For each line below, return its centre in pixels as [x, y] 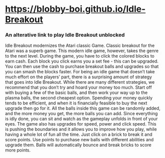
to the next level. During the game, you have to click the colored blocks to [80, 56]
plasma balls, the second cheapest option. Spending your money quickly [79, 98]
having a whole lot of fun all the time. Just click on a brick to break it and [79, 134]
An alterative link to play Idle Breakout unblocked [65, 35]
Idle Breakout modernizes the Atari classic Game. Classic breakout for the [80, 46]
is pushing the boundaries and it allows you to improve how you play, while [81, 129]
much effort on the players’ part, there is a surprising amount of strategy [79, 77]
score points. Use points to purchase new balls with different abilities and [80, 140]
